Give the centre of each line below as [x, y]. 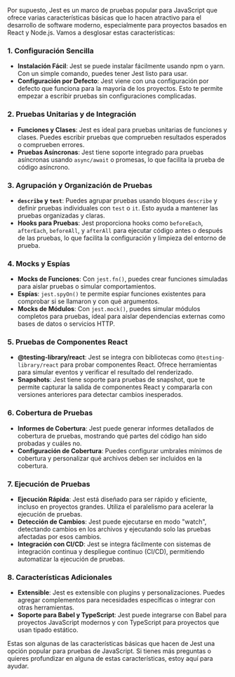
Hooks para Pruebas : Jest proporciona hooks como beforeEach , [110, 223]
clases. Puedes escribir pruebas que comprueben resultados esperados [122, 137]
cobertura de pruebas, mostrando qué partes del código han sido [112, 436]
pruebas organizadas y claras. [61, 215]
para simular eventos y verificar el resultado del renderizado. [106, 372]
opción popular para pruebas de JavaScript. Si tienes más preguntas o [109, 651]
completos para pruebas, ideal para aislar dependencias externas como [121, 317]
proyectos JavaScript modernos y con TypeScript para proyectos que [118, 623]
